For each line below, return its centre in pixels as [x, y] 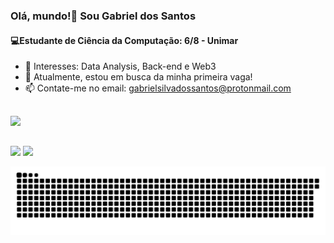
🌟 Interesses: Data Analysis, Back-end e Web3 [120, 66]
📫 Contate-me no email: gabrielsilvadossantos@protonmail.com [158, 88]
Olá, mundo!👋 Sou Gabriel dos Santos [103, 16]
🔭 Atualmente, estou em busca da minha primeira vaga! [138, 77]
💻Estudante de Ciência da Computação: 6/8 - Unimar [124, 40]
